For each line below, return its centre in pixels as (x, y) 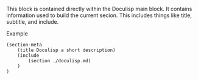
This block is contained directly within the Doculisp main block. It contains (99, 9)
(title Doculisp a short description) (66, 50)
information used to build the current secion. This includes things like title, (99, 15)
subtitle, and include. (33, 22)
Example (17, 34)
